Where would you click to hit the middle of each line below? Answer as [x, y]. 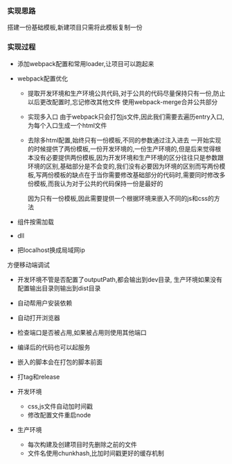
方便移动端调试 [28, 265]
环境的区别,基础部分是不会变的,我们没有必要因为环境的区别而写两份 [123, 166]
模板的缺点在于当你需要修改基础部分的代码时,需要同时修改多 [140, 174]
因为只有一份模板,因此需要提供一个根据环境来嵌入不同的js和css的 [121, 198]
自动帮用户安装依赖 [45, 303]
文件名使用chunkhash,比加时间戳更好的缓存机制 [96, 453]
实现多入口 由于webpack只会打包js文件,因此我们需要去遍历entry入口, [126, 117]
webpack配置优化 [42, 78]
